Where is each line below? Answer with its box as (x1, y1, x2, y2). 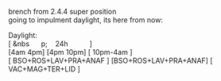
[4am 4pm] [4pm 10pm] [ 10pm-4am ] (8, 48, 133, 56)
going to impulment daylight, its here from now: (8, 15, 163, 25)
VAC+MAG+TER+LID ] (8, 64, 81, 74)
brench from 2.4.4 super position (8, 7, 117, 16)
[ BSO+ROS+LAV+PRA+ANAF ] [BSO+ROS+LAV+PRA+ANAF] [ (8, 56, 213, 65)
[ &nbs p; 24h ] (8, 39, 93, 48)
